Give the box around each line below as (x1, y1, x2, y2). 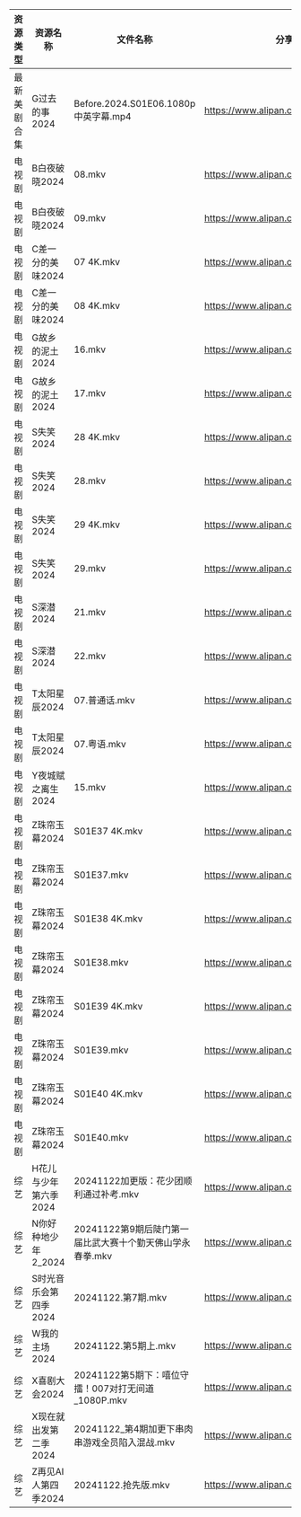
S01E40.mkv (73, 1132, 129, 1143)
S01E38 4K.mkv (73, 913, 143, 924)
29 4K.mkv (73, 518, 121, 531)
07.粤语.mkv (73, 738, 127, 750)
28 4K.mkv (73, 431, 121, 443)
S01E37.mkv (73, 869, 129, 881)
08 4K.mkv (73, 300, 121, 312)
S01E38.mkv (73, 957, 129, 968)
